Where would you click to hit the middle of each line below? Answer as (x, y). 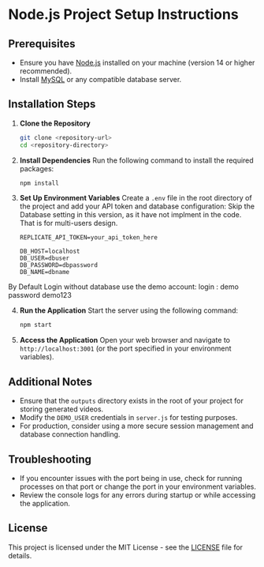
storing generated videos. (61, 409)
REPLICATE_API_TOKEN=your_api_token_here (88, 238)
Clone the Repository (55, 123)
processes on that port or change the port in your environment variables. (138, 486)
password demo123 (40, 295)
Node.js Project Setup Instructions (123, 15)
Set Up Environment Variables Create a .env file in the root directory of (136, 198)
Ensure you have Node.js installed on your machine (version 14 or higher (137, 62)
